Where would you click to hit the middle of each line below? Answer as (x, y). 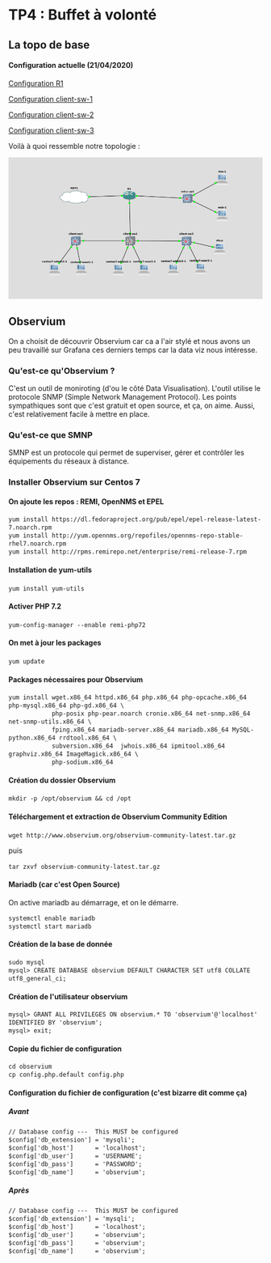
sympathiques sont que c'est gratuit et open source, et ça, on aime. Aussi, (132, 405)
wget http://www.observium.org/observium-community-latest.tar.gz (122, 835)
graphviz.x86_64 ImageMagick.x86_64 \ (73, 754)
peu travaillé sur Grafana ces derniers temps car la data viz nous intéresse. (133, 350)
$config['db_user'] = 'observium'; (77, 1235)
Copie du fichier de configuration (65, 1049)
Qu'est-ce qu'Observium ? (62, 371)
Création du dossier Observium (62, 780)
